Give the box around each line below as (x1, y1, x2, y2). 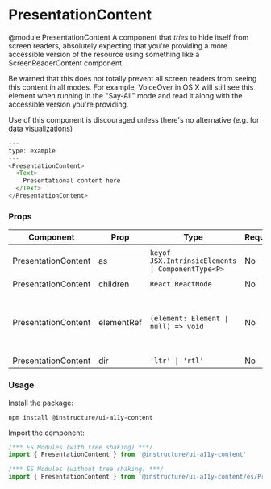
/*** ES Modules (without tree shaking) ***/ (8, 466, 164, 474)
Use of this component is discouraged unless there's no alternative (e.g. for (8, 115, 260, 124)
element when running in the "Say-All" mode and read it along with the (8, 90, 243, 100)
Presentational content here (23, 177, 121, 185)
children (98, 278, 130, 290)
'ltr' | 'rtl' (149, 357, 204, 366)
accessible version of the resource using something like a (8, 49, 200, 59)
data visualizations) (8, 123, 73, 133)
